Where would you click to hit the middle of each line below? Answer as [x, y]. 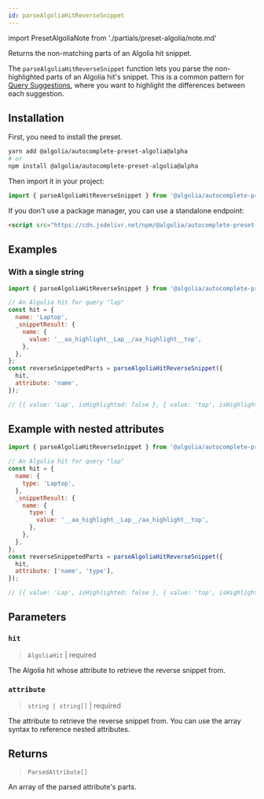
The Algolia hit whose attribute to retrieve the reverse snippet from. [117, 670]
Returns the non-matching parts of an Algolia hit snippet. [100, 53]
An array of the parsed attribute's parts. [72, 786]
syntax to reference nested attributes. [69, 730]
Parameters [37, 618]
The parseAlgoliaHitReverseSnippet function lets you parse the [111, 68]
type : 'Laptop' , [49, 483]
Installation [36, 118]
